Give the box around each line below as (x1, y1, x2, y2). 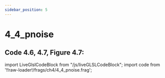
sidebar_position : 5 (5, 7, 48, 12)
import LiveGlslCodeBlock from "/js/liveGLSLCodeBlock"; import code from (5, 62, 160, 68)
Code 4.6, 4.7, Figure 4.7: (5, 48, 84, 57)
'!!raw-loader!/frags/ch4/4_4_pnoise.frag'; (5, 67, 92, 73)
